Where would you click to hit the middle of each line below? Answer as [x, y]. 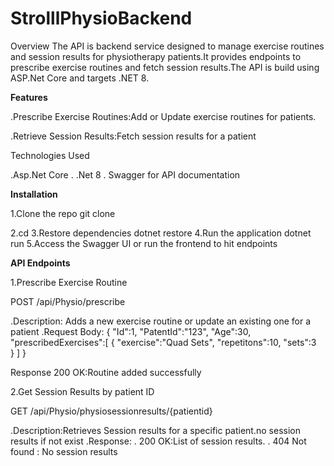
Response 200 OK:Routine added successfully [106, 372]
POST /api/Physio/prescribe [68, 301]
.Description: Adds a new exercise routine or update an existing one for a [161, 321]
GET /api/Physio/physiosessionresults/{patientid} [111, 411]
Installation [34, 194]
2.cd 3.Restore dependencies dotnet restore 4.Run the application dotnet [161, 233]
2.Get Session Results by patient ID [82, 391]
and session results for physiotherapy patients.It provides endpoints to [156, 56]
